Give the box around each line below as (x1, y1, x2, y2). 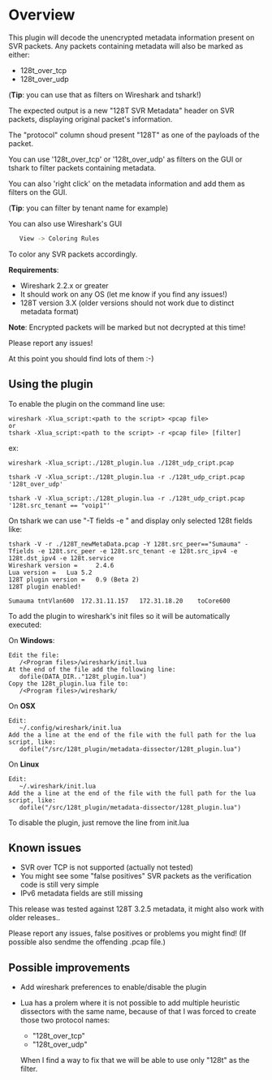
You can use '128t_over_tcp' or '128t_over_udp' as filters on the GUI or (8, 154, 243, 164)
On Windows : (8, 635, 55, 645)
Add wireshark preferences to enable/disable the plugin (19, 983, 207, 992)
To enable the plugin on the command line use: (8, 399, 166, 408)
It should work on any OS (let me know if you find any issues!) (19, 289, 228, 299)
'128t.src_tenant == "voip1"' (8, 501, 111, 509)
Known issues (8, 841, 82, 855)
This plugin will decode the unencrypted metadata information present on (8, 32, 255, 42)
